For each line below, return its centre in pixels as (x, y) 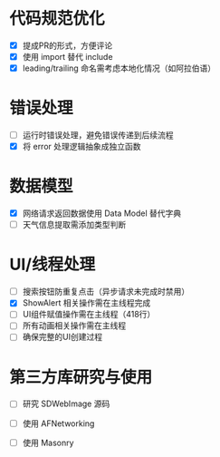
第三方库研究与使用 (81, 377)
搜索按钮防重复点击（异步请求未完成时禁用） (106, 292)
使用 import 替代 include (67, 57)
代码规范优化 (57, 19)
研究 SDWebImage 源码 (66, 404)
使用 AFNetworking (58, 423)
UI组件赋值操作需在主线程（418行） (89, 315)
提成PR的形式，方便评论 (67, 45)
